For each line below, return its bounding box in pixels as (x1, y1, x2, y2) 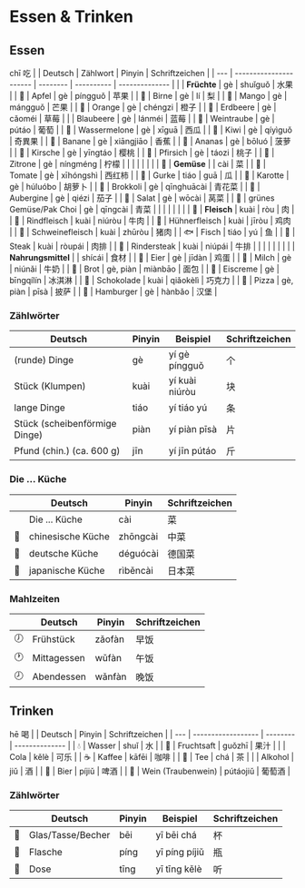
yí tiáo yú (168, 401, 208, 414)
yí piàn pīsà (168, 423, 218, 436)
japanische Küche (28, 564, 105, 577)
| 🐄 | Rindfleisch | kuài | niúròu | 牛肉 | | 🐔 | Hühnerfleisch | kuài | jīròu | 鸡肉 (9, 215, 291, 226)
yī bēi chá (155, 829, 197, 841)
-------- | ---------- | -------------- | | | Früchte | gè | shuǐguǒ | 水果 (38, 79, 293, 90)
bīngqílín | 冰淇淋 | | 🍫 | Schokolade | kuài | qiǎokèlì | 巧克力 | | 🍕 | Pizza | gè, (9, 275, 294, 285)
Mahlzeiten (9, 592, 61, 605)
